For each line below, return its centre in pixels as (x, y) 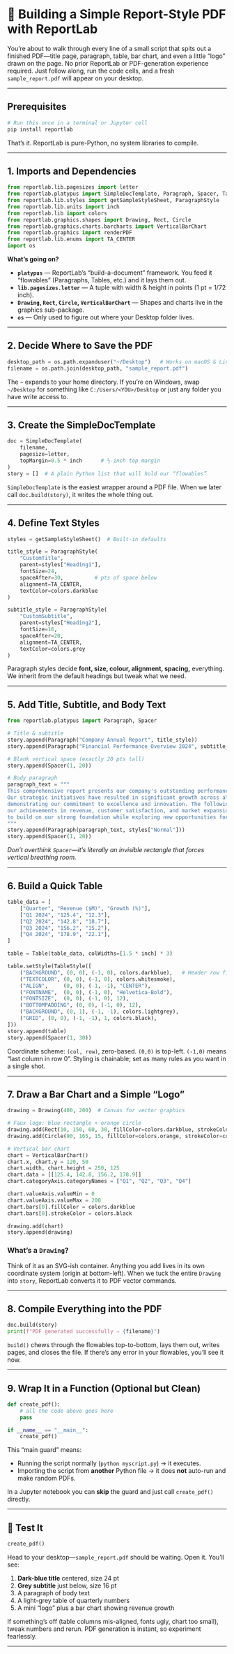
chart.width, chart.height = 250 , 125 (63, 1168)
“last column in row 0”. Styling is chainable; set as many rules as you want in (117, 1058)
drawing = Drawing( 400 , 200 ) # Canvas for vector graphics (96, 1111)
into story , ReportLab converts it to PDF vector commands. (92, 1280)
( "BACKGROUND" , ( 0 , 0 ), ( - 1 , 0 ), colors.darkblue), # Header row (119, 972)
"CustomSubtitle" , (46, 617)
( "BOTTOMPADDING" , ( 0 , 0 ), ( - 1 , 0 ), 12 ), (80, 1005)
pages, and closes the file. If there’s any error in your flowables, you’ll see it (116, 1353)
